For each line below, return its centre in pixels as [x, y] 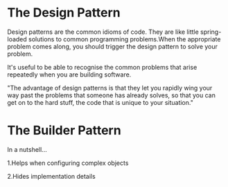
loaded [17, 39]
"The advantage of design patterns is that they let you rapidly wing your [110, 88]
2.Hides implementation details [51, 176]
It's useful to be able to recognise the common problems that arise [102, 67]
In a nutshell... [27, 149]
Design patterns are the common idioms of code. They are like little [103, 32]
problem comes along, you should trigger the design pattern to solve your [113, 46]
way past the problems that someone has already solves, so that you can [112, 95]
